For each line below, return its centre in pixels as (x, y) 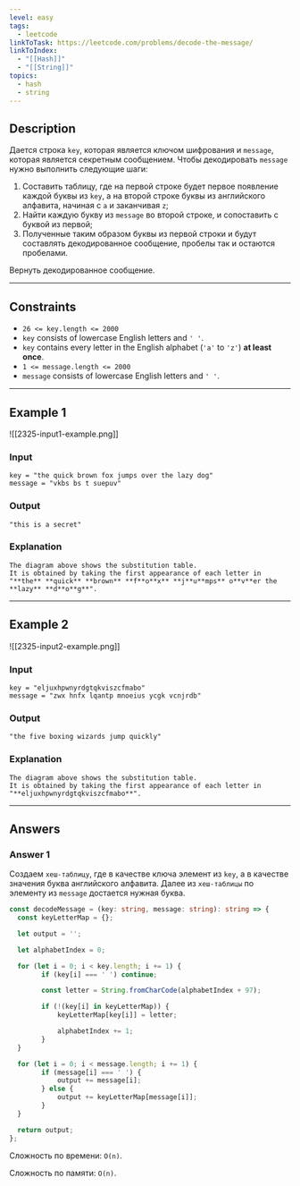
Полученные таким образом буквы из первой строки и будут (139, 234)
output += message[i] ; (99, 1080)
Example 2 (39, 625)
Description (42, 128)
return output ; (46, 1130)
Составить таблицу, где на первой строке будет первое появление (150, 186)
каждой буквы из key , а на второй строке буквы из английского (144, 196)
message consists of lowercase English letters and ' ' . (121, 376)
